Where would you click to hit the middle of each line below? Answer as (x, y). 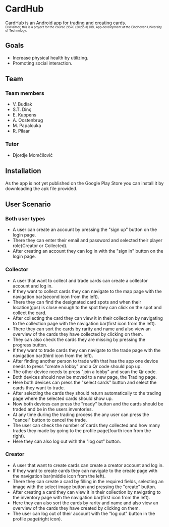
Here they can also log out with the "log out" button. (67, 441)
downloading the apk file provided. (41, 188)
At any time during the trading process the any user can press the (81, 415)
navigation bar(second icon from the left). (56, 297)
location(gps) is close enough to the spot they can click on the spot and (87, 307)
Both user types (25, 218)
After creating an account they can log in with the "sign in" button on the (88, 251)
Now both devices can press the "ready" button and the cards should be (88, 403)
